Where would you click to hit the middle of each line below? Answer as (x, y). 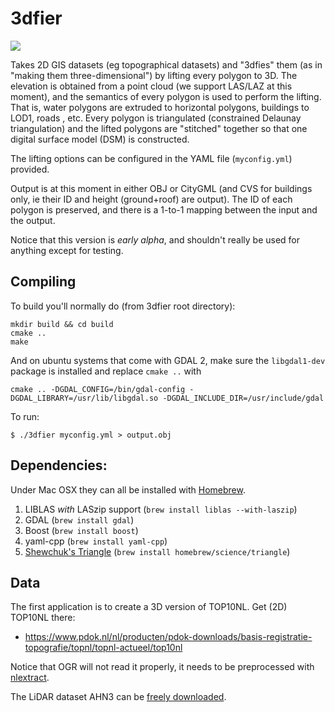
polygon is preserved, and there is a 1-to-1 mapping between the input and (164, 209)
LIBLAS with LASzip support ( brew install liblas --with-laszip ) (161, 509)
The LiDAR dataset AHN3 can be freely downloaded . (118, 697)
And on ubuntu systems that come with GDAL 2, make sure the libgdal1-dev (168, 360)
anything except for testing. (67, 250)
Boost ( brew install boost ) (81, 530)
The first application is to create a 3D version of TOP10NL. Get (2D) (149, 607)
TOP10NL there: (43, 618)
